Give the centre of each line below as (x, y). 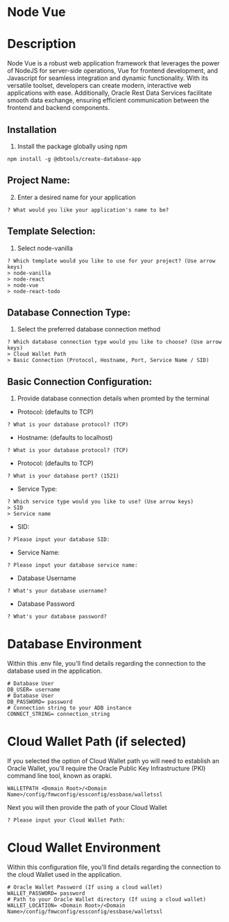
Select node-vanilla (45, 248)
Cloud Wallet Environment (84, 848)
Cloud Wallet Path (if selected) (97, 742)
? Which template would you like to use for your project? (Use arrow (111, 261)
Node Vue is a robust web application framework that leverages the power (113, 63)
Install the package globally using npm (72, 146)
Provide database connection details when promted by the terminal (113, 398)
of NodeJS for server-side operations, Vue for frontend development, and (113, 71)
